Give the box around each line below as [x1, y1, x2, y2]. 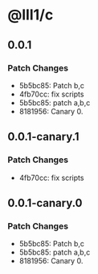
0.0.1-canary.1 [7, 130, 80, 143]
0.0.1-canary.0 [7, 196, 83, 210]
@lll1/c [7, 6, 54, 24]
